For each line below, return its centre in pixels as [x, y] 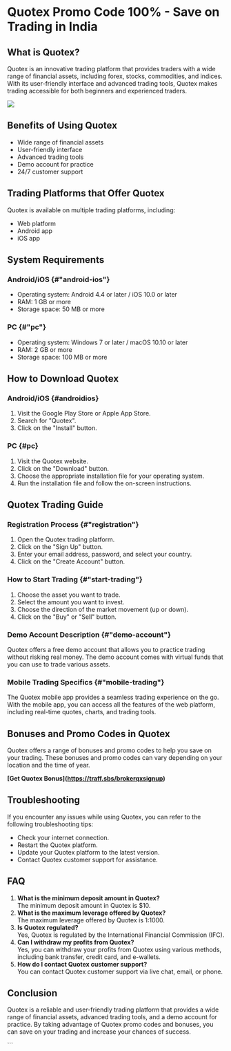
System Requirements [56, 260]
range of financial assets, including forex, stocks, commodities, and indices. [115, 76]
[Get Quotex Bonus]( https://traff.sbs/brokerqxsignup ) [86, 778]
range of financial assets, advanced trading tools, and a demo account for [112, 1017]
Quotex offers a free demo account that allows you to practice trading [106, 649]
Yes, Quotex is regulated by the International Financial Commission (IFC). [121, 935]
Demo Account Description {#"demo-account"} [89, 635]
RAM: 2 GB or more [44, 349]
